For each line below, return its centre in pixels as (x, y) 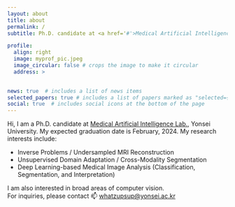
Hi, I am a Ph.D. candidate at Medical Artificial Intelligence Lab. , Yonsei (109, 124)
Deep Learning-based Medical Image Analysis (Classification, (106, 167)
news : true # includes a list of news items (74, 91)
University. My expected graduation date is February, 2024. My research (112, 131)
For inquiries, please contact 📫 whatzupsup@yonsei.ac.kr (92, 196)
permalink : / (26, 27)
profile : (20, 46)
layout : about (28, 14)
